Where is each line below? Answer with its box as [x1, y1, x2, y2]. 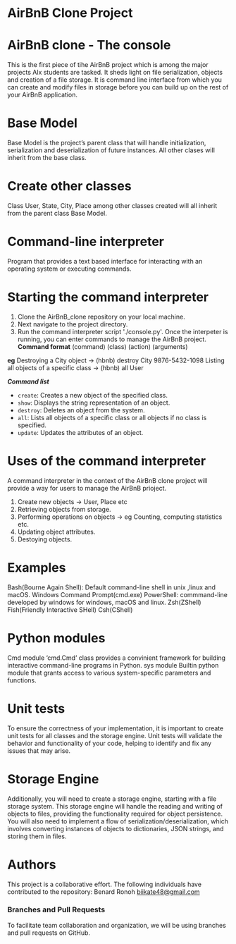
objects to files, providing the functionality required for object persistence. [7, 809, 223, 818]
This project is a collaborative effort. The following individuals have [7, 880, 202, 888]
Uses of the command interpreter [7, 453, 206, 470]
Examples [7, 560, 66, 575]
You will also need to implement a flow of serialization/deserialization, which [7, 816, 229, 826]
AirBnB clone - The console [7, 37, 171, 54]
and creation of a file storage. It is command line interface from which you [7, 75, 222, 84]
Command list [7, 377, 49, 386]
